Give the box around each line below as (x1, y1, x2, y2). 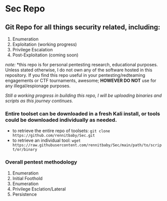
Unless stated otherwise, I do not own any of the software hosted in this (5, 67, 153, 73)
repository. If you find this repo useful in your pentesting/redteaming (5, 72, 146, 78)
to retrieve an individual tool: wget (12, 138, 81, 144)
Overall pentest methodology (5, 159, 78, 166)
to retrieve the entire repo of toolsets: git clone (12, 128, 110, 134)
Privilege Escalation (12, 47, 53, 52)
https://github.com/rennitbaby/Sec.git (12, 133, 95, 138)
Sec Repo (5, 3, 45, 14)
